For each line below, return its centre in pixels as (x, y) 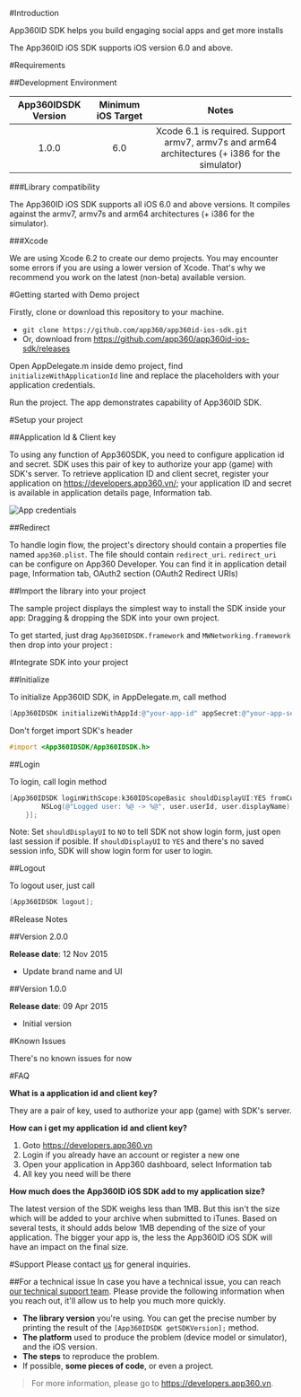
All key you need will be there (77, 1174)
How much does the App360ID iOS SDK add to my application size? (138, 1191)
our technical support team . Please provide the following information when (147, 1291)
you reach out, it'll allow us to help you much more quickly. (118, 1301)
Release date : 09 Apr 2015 (59, 1006)
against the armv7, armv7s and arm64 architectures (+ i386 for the (132, 214)
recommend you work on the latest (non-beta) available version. (128, 277)
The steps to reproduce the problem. (90, 1357)
